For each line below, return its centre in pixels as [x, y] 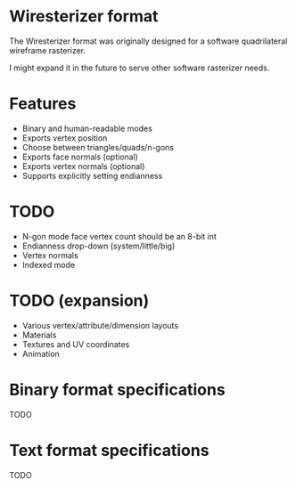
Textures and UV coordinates [76, 344]
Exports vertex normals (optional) [83, 166]
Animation [41, 354]
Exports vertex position [65, 138]
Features [43, 104]
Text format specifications [109, 450]
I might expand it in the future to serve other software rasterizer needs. [140, 68]
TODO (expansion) [79, 301]
